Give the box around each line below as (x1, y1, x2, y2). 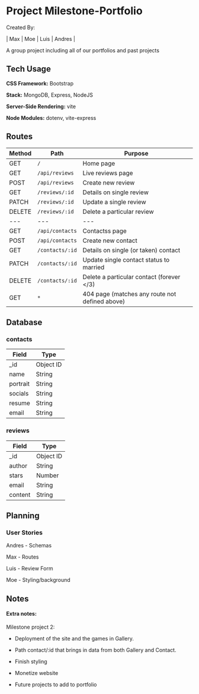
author (9, 461, 28, 470)
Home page (82, 159, 115, 167)
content (9, 490, 31, 499)
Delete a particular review (82, 207, 154, 216)
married (82, 263, 105, 271)
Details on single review (82, 188, 149, 197)
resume (9, 399, 31, 407)
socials (9, 389, 29, 398)
